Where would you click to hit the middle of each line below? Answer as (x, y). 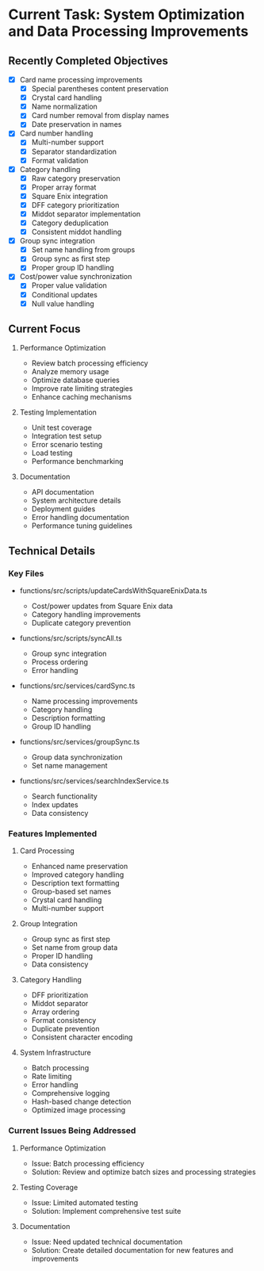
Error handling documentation (80, 518)
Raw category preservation (76, 178)
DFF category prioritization (75, 205)
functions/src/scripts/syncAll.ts (71, 638)
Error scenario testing (67, 445)
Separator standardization (74, 151)
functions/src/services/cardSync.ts (77, 686)
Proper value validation (69, 285)
